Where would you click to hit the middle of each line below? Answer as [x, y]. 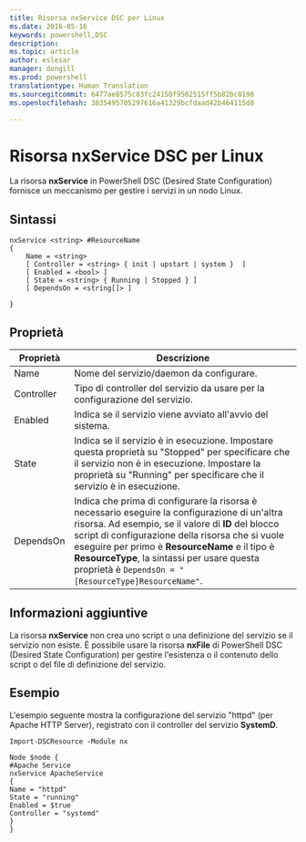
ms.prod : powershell [49, 78]
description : [34, 43]
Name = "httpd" [38, 789]
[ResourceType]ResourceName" [137, 581]
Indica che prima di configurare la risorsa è [166, 501]
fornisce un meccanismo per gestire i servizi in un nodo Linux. [126, 191]
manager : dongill [42, 69]
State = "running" [44, 797]
